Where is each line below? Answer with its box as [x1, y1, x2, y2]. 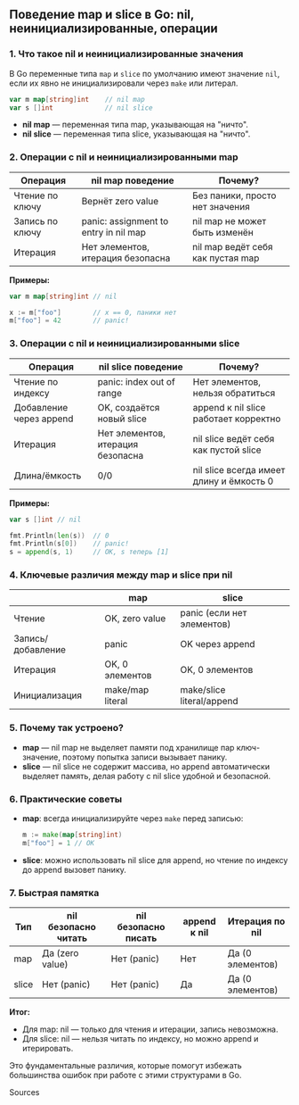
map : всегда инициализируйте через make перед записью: [21, 813, 244, 824]
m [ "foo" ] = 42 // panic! [9, 316, 129, 325]
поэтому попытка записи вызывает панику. [61, 752, 228, 762]
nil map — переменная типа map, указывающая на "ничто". [21, 120, 249, 130]
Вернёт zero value [81, 195, 159, 207]
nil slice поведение [98, 361, 184, 373]
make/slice [180, 684, 226, 696]
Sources [9, 1087, 40, 1098]
